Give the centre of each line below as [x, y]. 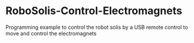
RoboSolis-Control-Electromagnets [94, 11]
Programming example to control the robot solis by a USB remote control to [97, 27]
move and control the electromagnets [51, 33]
